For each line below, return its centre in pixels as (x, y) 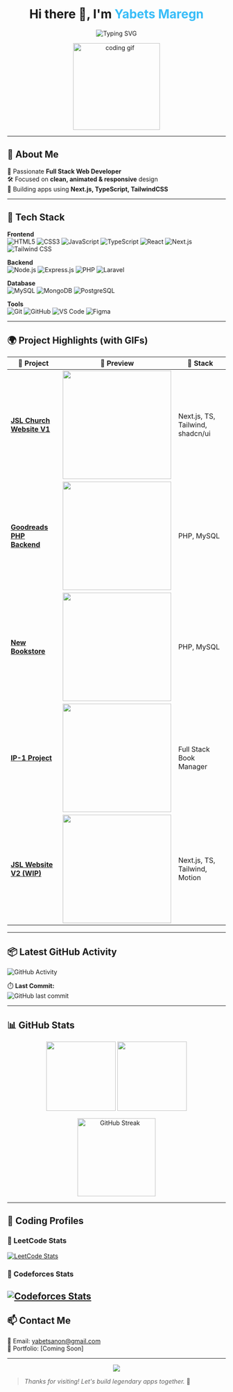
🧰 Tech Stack (36, 218)
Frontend (21, 234)
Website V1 (31, 430)
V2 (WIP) (26, 874)
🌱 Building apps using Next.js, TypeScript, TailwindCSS (88, 189)
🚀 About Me (33, 154)
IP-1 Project (31, 758)
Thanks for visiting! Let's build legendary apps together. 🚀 (107, 1381)
